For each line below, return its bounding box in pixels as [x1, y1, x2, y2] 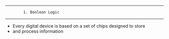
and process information [12, 28, 64, 34]
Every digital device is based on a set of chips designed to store [12, 23, 146, 29]
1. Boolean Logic [23, 10, 59, 15]
